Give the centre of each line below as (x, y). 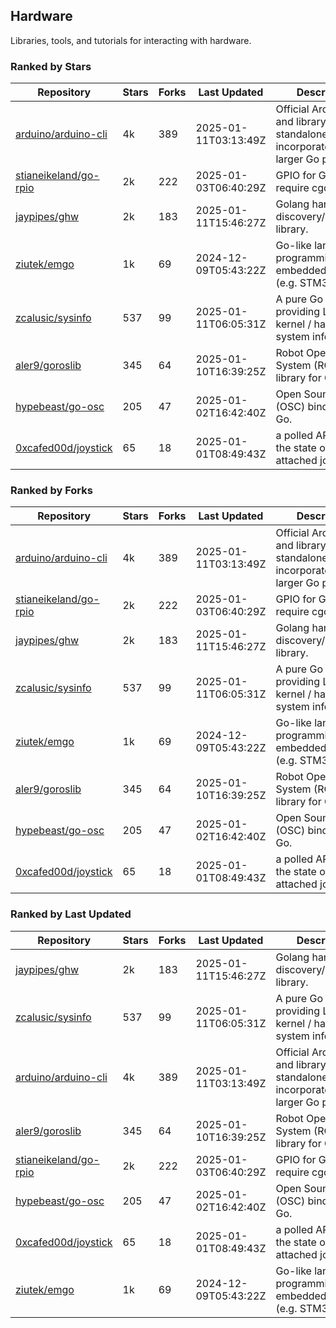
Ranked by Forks (51, 491)
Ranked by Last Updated (71, 914)
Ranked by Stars (51, 66)
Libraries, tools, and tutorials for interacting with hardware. (131, 40)
